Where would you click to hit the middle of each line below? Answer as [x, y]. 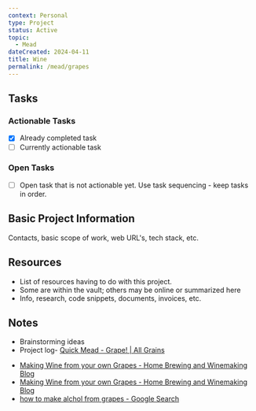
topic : [19, 37]
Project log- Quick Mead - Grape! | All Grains [92, 350]
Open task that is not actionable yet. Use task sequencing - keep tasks [134, 185]
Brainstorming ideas [52, 342]
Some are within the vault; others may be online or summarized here [130, 290]
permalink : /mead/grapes [49, 67]
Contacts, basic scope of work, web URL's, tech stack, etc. [103, 238]
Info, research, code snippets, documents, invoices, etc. [110, 298]
